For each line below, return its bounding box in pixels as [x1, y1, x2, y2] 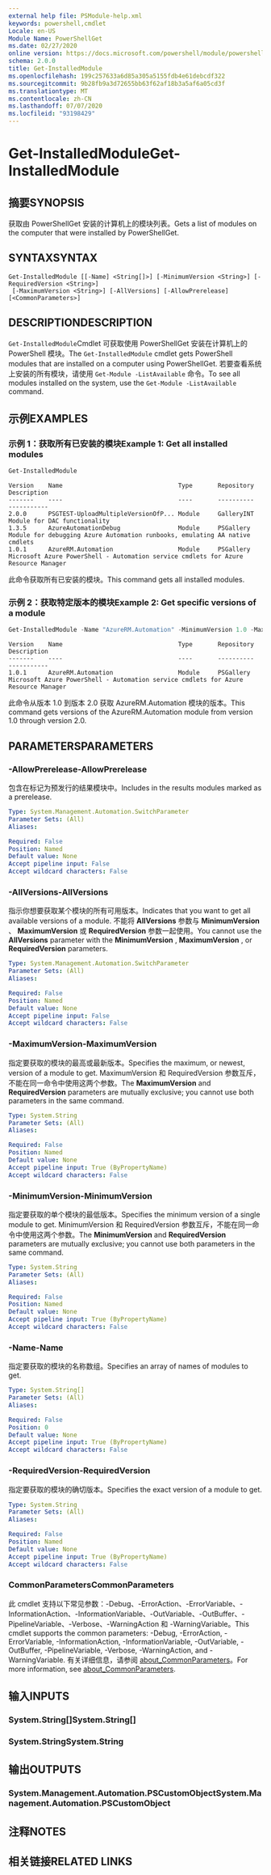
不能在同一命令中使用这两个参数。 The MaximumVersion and [8, 1077, 211, 1088]
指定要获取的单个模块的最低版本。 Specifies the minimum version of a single [8, 1209, 261, 1219]
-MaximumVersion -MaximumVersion [8, 1039, 157, 1050]
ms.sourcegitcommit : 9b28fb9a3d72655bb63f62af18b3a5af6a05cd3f [8, 79, 226, 87]
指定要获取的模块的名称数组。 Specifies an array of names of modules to [8, 1361, 248, 1371]
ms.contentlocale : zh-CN [8, 95, 92, 103]
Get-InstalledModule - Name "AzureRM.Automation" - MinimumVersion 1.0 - [8, 626, 254, 634]
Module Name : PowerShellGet [8, 34, 103, 43]
